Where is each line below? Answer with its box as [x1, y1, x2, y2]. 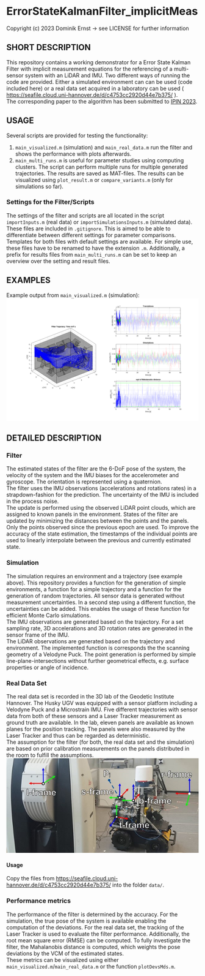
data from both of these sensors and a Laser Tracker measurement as [6, 712, 182, 719]
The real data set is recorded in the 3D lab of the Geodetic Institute [6, 692, 174, 700]
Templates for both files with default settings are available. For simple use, [6, 238, 193, 245]
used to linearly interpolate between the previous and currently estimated [6, 537, 191, 544]
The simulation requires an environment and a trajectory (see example [6, 572, 183, 580]
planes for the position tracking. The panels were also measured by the [6, 725, 185, 733]
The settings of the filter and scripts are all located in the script [6, 211, 165, 219]
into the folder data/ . [112, 881, 165, 889]
